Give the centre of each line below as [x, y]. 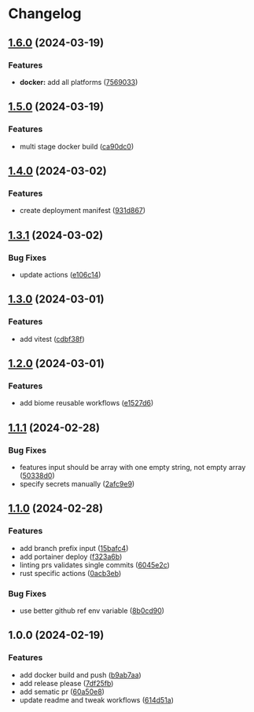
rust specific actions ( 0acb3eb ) [70, 573]
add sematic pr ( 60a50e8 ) [62, 692]
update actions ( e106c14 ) [60, 274]
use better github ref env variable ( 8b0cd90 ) [92, 611]
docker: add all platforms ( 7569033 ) [79, 82]
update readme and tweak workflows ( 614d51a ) [97, 699]
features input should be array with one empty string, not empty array [133, 467]
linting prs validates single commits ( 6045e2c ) [95, 565]
